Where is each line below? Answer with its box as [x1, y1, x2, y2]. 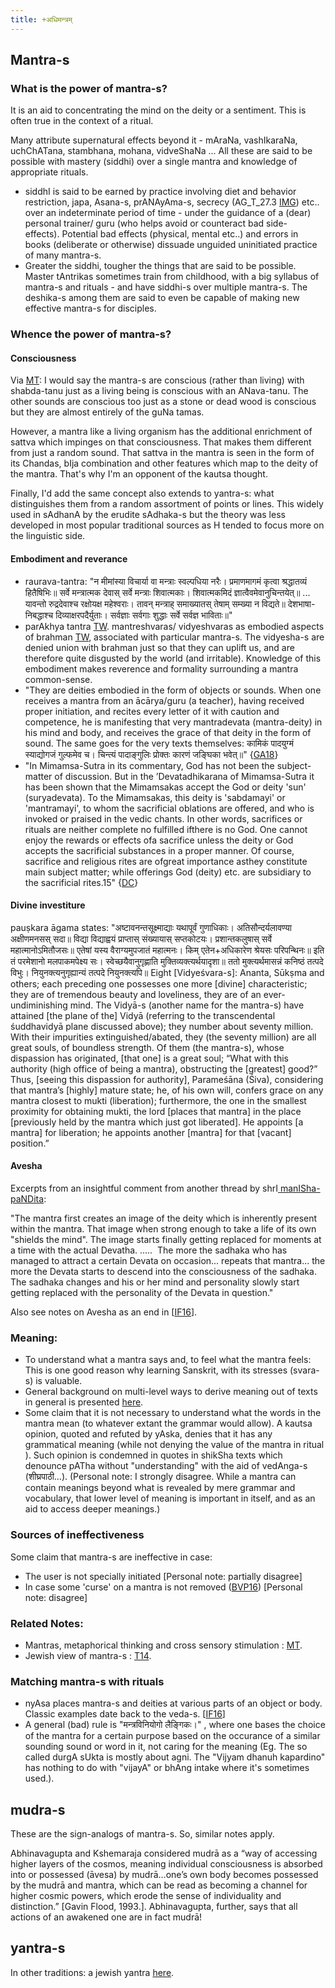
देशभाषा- [287, 597, 316, 610]
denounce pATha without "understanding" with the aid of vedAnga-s [24, 1460, 308, 1472]
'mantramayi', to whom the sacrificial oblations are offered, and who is [24, 802, 315, 814]
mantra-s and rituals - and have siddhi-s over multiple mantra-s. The [24, 281, 308, 293]
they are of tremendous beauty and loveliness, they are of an [10, 988, 262, 1000]
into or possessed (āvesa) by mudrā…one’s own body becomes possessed [10, 1869, 319, 1881]
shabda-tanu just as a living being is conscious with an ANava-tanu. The [10, 385, 309, 397]
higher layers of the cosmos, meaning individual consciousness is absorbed [10, 1858, 323, 1870]
